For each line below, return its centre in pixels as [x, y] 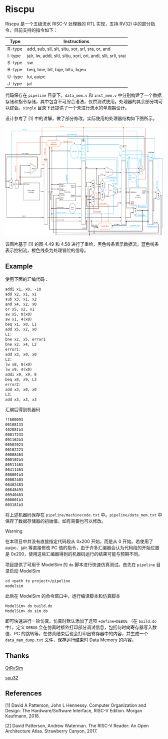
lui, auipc [36, 77]
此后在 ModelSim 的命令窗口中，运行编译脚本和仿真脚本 [63, 596]
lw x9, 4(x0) [19, 369]
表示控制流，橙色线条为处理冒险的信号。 [47, 250]
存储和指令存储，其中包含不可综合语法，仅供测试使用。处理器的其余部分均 [82, 102]
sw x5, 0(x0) [19, 314]
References [23, 693]
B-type [15, 70]
